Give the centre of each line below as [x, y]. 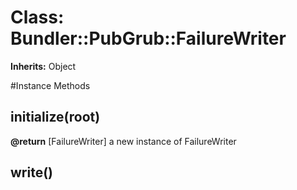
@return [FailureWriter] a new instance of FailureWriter [123, 141]
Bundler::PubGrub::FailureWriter [148, 38]
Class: [37, 17]
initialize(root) [55, 117]
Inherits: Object [43, 66]
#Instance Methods [50, 85]
